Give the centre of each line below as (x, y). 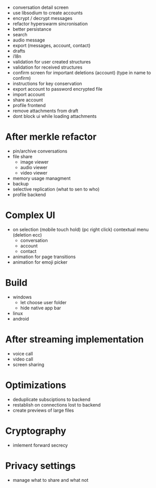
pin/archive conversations (40, 151)
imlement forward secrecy (40, 445)
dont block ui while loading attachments (55, 116)
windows (22, 297)
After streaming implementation (74, 340)
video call (23, 359)
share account (28, 100)
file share (22, 156)
